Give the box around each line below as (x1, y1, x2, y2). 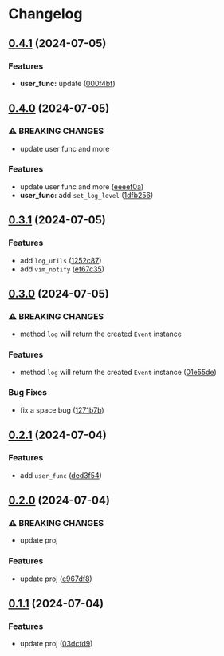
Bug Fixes (8, 387, 48, 398)
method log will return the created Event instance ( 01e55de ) (19, 367, 217, 377)
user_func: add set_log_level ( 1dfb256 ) (19, 190, 154, 200)
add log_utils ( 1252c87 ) (19, 255, 102, 265)
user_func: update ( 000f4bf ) (19, 78, 116, 88)
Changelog (8, 5, 83, 23)
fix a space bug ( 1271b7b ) (19, 405, 105, 415)
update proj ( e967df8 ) (19, 574, 93, 583)
